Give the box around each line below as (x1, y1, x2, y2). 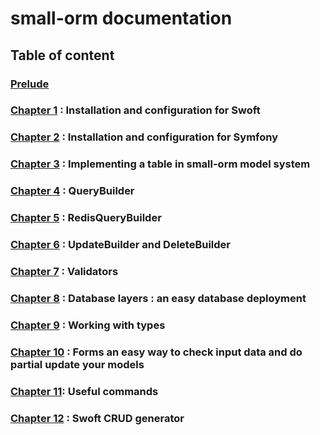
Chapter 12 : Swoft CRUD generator (10, 411, 185, 425)
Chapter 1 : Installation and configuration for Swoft (10, 103, 261, 117)
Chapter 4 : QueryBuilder (10, 184, 135, 198)
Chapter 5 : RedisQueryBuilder (10, 211, 162, 225)
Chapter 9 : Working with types (10, 318, 166, 332)
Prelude (10, 77, 50, 91)
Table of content (10, 47, 115, 64)
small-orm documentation (10, 7, 233, 30)
